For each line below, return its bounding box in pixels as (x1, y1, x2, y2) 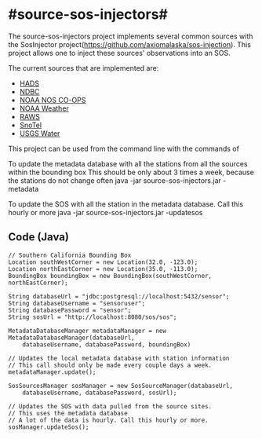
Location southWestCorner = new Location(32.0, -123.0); (8, 258, 198, 266)
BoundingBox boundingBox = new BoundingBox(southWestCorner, (8, 272, 213, 280)
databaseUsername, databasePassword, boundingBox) (22, 340, 191, 349)
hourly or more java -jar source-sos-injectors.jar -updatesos (8, 207, 203, 217)
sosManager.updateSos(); (8, 423, 89, 431)
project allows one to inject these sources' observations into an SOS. (8, 48, 231, 57)
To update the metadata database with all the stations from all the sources (8, 159, 248, 168)
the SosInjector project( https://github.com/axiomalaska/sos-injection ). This (8, 39, 251, 49)
